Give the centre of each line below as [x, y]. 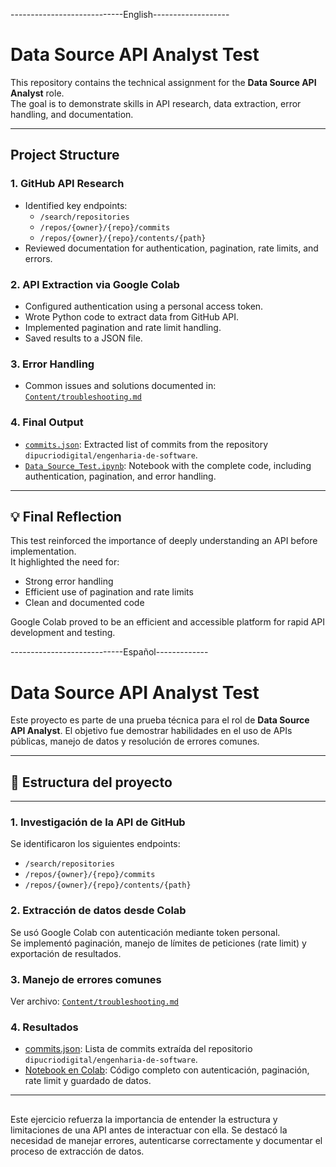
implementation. [43, 551]
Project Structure [65, 155]
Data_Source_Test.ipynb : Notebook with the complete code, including [168, 465]
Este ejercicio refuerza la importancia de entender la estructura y [144, 1119]
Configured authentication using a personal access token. [144, 306]
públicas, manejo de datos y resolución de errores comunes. [135, 741]
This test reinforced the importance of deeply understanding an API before [164, 541]
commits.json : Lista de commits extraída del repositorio [138, 1049]
